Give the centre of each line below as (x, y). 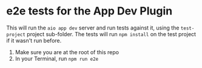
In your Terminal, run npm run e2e (57, 58)
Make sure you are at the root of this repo (67, 52)
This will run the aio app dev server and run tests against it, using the (93, 28)
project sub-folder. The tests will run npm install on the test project (111, 34)
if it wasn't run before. (34, 40)
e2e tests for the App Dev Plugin (89, 11)
